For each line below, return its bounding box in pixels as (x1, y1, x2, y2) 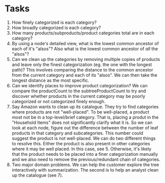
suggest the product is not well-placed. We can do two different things (11, 135, 156, 141)
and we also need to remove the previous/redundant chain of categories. (11, 156, 161, 162)
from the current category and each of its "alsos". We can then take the (11, 72, 158, 78)
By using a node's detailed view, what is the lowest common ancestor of (11, 40, 159, 46)
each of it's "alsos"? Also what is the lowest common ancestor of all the (11, 46, 159, 52)
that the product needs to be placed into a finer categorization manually (11, 151, 159, 157)
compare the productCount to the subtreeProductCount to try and (11, 88, 146, 94)
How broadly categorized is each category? (11, 24, 101, 30)
